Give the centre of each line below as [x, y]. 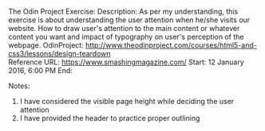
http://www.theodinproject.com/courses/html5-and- [171, 45]
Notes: [19, 86]
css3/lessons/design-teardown [59, 54]
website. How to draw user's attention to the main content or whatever [124, 28]
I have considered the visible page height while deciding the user [127, 101]
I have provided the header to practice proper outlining [110, 118]
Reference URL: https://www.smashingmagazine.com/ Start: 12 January [127, 62]
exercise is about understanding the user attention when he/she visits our [129, 20]
